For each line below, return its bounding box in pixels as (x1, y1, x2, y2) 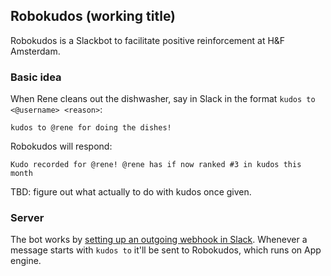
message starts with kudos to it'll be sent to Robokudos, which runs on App (10, 244, 322, 256)
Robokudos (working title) (10, 8, 177, 25)
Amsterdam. (10, 45, 61, 57)
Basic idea (10, 70, 62, 84)
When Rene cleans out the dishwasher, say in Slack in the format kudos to (10, 93, 316, 105)
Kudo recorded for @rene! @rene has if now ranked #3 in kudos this (10, 160, 302, 170)
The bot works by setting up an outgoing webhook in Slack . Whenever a (10, 234, 308, 246)
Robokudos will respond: (10, 140, 113, 153)
